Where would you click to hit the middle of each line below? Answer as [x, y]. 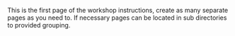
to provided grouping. [39, 25]
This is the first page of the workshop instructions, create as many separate [118, 10]
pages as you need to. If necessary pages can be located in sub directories [117, 18]
